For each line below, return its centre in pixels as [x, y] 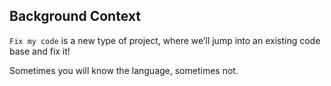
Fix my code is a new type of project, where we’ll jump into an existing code [165, 40]
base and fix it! [40, 51]
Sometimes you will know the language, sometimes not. [124, 70]
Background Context [75, 16]
